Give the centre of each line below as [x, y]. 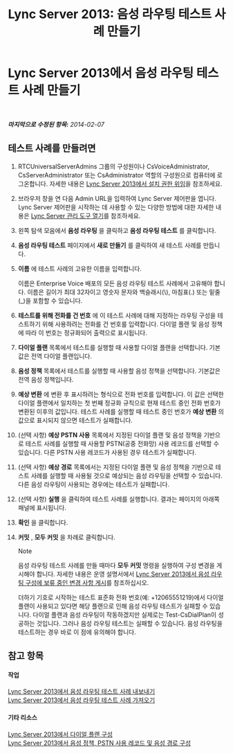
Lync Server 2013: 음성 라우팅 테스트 [110, 14]
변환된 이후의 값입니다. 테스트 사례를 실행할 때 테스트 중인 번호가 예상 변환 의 [121, 411]
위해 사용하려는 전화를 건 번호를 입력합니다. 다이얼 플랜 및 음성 [126, 324]
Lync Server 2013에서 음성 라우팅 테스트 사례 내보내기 [82, 692]
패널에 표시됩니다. [42, 507]
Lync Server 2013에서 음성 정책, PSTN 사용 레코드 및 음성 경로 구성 [100, 743]
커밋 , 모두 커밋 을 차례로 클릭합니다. [67, 537]
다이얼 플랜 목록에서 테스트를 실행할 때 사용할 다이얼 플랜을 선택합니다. [113, 347]
